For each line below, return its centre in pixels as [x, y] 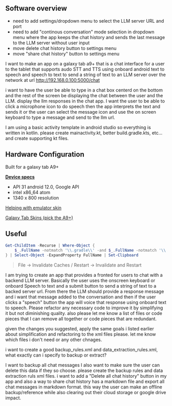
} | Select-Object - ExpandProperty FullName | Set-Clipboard [72, 255]
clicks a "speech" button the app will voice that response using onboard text [86, 303]
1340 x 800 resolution [36, 198]
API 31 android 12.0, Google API [46, 187]
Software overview [36, 8]
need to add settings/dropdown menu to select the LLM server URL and [88, 21]
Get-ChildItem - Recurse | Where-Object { [50, 246]
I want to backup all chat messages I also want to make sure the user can [83, 365]
